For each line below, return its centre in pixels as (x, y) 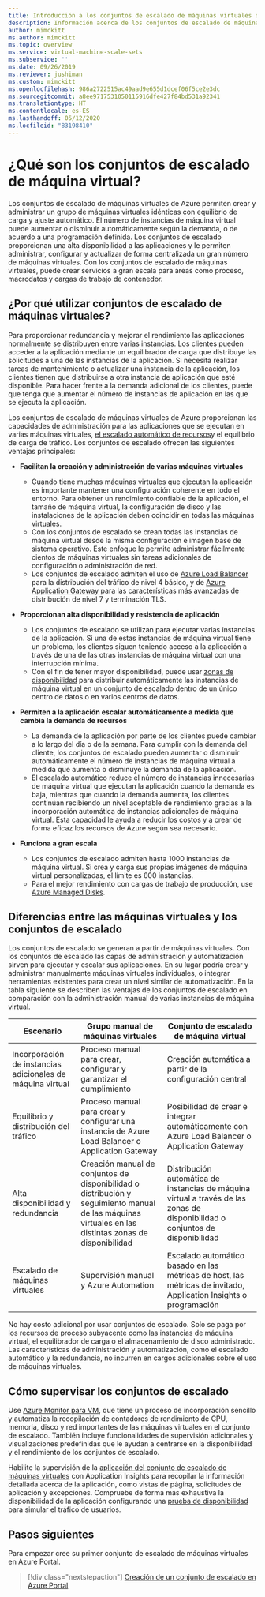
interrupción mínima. (65, 663)
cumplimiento (106, 1089)
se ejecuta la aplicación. (47, 402)
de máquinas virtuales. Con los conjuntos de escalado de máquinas (118, 262)
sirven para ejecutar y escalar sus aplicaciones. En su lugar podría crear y (129, 965)
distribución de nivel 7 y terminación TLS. (99, 599)
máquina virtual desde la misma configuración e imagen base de (136, 540)
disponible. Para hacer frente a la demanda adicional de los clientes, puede (130, 385)
